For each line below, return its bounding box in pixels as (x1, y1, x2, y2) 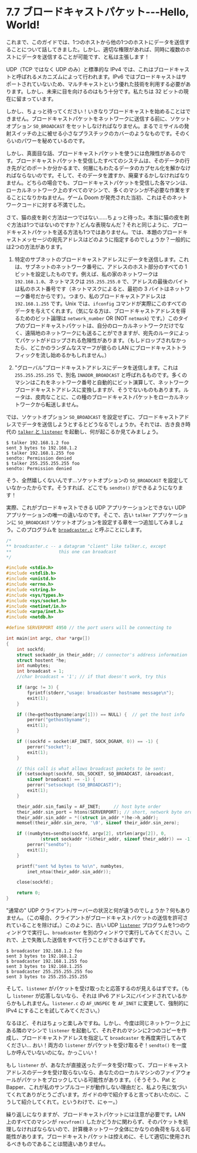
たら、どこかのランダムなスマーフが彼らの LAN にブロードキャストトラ (14, 344, 187, 351)
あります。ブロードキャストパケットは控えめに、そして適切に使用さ (21, 1133, 185, 1140)
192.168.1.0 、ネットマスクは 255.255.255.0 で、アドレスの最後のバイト (14, 277, 189, 285)
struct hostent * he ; (16, 658, 67, 663)
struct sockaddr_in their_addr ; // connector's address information (16, 652, 188, 658)
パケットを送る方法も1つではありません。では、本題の (31, 228, 162, 236)
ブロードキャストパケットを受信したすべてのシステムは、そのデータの (15, 157, 185, 164)
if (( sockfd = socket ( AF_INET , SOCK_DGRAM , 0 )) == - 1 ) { (16, 739, 159, 745)
